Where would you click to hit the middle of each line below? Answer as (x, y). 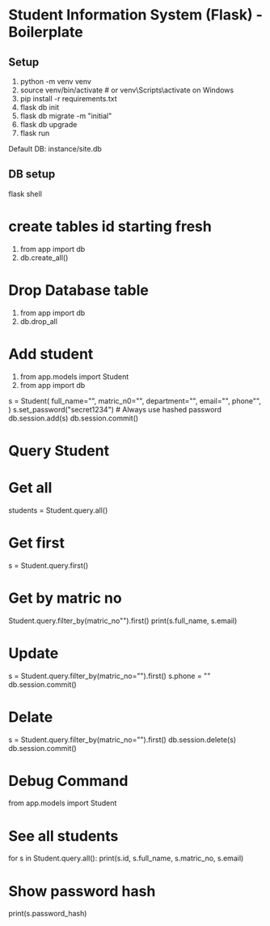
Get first (36, 542)
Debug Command (68, 781)
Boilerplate (46, 32)
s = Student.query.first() (49, 565)
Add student (51, 354)
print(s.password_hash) (48, 914)
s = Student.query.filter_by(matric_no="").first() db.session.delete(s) (122, 740)
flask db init (39, 107)
